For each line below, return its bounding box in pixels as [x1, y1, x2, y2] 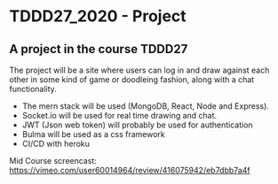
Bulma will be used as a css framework [21, 129, 166, 139]
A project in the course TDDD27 [9, 42, 188, 57]
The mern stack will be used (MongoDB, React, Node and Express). [21, 101, 269, 111]
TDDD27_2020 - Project [9, 6, 187, 27]
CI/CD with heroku [21, 139, 91, 149]
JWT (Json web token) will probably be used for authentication [21, 119, 253, 130]
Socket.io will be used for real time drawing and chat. [21, 111, 218, 120]
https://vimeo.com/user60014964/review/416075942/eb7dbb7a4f [9, 165, 250, 175]
